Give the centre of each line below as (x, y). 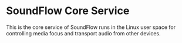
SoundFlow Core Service (68, 11)
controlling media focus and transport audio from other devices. (83, 33)
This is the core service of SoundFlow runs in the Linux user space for (91, 27)
